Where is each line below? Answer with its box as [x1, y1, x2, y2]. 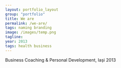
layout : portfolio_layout [5, 7, 58, 12]
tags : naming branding [5, 25, 52, 30]
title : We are [5, 16, 35, 21]
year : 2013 [5, 39, 28, 44]
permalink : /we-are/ [5, 21, 48, 26]
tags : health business [5, 44, 52, 48]
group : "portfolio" [5, 12, 45, 17]
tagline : [5, 35, 23, 40]
